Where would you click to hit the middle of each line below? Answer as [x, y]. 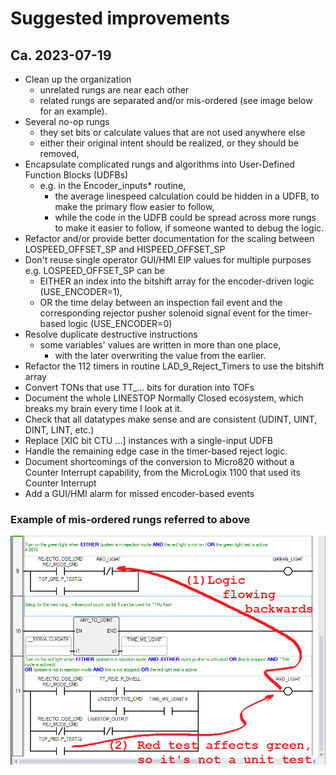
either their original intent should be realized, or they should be [169, 143]
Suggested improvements [120, 18]
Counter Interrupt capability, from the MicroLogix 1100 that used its [162, 472]
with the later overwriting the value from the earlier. [160, 355]
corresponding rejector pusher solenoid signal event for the [162, 313]
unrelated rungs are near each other [114, 90]
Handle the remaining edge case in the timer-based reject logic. [156, 451]
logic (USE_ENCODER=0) [120, 323]
